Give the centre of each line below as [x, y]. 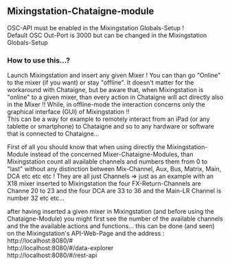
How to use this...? [39, 60]
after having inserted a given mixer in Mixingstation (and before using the [111, 212]
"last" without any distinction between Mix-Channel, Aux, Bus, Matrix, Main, [114, 169]
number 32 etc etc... [36, 198]
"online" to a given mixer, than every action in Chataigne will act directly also [115, 97]
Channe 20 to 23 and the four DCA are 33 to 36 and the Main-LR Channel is [114, 191]
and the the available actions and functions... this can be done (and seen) [111, 226]
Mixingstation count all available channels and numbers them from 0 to [107, 162]
